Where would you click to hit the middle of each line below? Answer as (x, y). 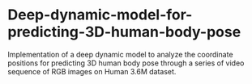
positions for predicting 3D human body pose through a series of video (126, 63)
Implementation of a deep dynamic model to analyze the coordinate (120, 54)
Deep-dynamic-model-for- (100, 15)
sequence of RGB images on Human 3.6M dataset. (92, 71)
